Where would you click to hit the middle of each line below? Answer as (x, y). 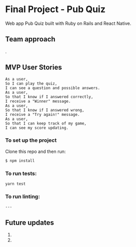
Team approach (30, 39)
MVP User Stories (33, 68)
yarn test (16, 184)
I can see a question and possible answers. (53, 88)
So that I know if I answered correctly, (49, 97)
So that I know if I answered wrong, (45, 110)
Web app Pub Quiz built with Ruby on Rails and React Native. (68, 23)
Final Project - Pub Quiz (55, 9)
